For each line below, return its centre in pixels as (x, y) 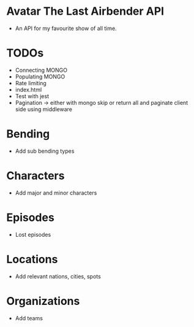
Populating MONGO (40, 76)
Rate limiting (31, 83)
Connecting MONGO (41, 70)
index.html (28, 90)
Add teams (29, 318)
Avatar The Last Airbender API (85, 11)
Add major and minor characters (56, 193)
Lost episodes (33, 234)
